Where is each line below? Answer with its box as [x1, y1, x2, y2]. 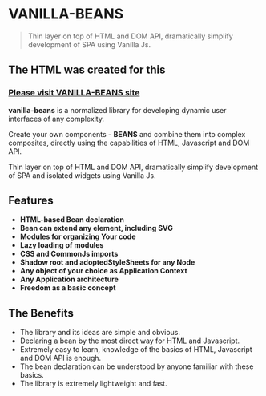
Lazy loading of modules [19, 240, 104, 250]
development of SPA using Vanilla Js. [27, 39, 151, 49]
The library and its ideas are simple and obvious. [19, 328, 181, 337]
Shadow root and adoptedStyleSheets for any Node [19, 257, 195, 267]
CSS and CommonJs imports [19, 249, 119, 259]
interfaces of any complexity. [8, 114, 104, 123]
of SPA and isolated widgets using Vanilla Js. [8, 170, 156, 180]
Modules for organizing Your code [19, 232, 136, 241]
